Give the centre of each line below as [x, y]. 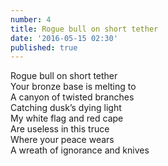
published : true [44, 47]
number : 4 [31, 19]
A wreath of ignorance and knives [80, 150]
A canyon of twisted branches [72, 97]
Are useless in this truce [60, 129]
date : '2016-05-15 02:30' [64, 38]
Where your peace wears [62, 140]
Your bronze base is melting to [73, 87]
